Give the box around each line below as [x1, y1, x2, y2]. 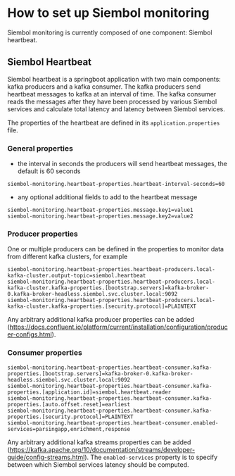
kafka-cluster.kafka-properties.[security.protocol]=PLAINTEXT [7, 303, 197, 311]
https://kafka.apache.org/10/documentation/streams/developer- [9, 445, 196, 453]
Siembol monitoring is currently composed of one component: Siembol [7, 28, 212, 37]
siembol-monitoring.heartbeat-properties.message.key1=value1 [7, 206, 193, 214]
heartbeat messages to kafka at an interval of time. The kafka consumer [7, 89, 217, 98]
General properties [7, 143, 74, 153]
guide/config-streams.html [7, 453, 85, 461]
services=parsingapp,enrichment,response [7, 425, 131, 432]
